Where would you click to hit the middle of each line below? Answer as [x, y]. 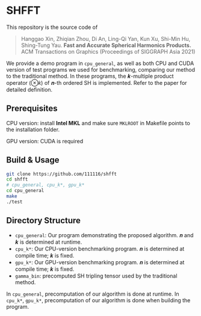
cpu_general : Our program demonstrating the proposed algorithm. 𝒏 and [104, 235]
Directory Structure [44, 221]
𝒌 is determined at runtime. [48, 242]
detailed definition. [29, 89]
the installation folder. [33, 129]
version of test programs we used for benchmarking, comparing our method [101, 69]
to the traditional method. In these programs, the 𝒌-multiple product [90, 76]
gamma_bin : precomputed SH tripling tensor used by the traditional [96, 276]
